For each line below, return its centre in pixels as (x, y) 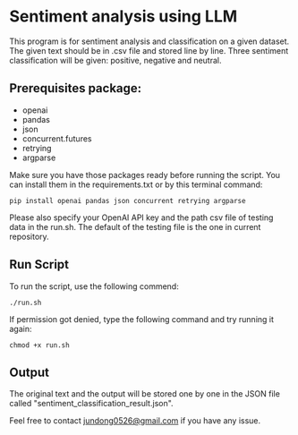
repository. (29, 236)
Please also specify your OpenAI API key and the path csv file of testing (141, 217)
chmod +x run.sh (39, 345)
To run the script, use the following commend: (94, 286)
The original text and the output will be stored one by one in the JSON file (145, 394)
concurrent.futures (57, 138)
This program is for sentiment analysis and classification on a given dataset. (149, 41)
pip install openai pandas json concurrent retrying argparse (128, 200)
